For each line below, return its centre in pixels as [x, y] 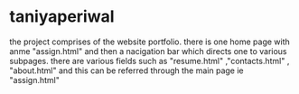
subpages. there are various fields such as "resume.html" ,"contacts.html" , [149, 61]
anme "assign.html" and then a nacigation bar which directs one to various [148, 51]
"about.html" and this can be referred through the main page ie [126, 70]
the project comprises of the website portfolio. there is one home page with [150, 42]
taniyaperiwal [62, 17]
